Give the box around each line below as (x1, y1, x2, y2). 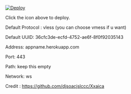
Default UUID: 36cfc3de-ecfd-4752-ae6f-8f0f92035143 (5, 34, 124, 40)
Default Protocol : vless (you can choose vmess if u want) (5, 24, 126, 30)
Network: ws (5, 73, 32, 79)
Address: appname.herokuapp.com (5, 44, 80, 50)
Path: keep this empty (5, 64, 51, 69)
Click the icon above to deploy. (5, 15, 70, 20)
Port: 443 (5, 54, 25, 60)
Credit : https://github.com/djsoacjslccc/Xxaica (5, 83, 104, 89)
